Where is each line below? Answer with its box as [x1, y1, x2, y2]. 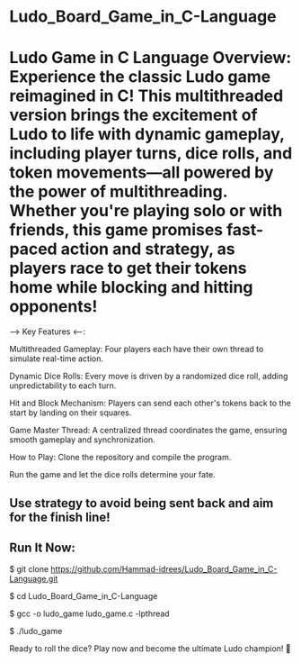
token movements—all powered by [9, 162, 274, 183]
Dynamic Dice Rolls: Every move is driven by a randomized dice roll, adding [9, 371, 288, 382]
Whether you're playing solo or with [9, 201, 283, 222]
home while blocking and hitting [9, 277, 253, 298]
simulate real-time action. [9, 353, 104, 364]
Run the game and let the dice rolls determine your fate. [9, 469, 216, 480]
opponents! [9, 296, 98, 317]
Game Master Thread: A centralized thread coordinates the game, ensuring [9, 425, 288, 436]
